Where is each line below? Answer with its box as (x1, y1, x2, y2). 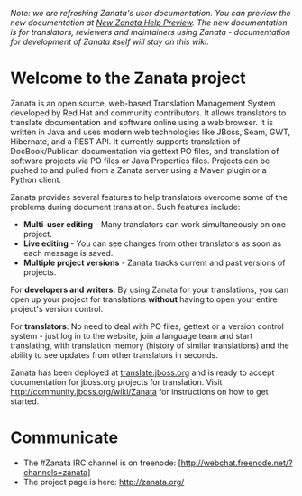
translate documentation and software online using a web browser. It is (10, 116, 274, 127)
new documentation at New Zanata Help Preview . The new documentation (10, 17, 288, 28)
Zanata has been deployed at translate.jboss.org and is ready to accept (10, 367, 275, 378)
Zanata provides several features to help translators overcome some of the (10, 191, 288, 202)
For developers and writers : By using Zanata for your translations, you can (10, 284, 289, 295)
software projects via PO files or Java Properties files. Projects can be (10, 155, 270, 166)
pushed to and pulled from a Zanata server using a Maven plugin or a (10, 164, 267, 175)
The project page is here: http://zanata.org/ (23, 476, 185, 487)
